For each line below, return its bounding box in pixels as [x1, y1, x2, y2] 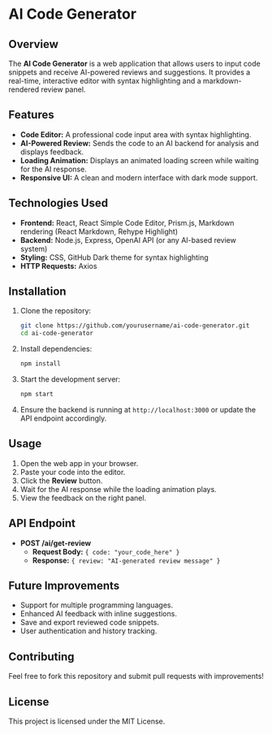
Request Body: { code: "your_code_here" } [32, 546, 180, 556]
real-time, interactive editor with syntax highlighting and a [8, 76, 201, 85]
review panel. [40, 84, 86, 94]
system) [19, 244, 48, 253]
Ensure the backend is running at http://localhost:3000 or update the [19, 404, 257, 414]
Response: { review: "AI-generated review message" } [32, 555, 221, 565]
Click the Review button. [19, 476, 103, 486]
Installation [8, 285, 67, 299]
